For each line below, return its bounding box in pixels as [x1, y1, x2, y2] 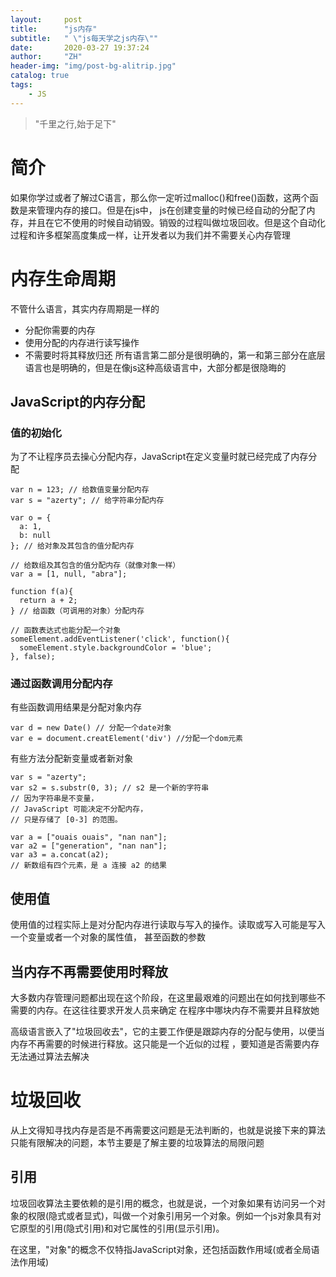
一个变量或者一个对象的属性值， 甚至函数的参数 [10, 931, 206, 943]
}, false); [10, 652, 56, 662]
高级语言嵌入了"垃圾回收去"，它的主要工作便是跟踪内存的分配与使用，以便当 [10, 1026, 326, 1038]
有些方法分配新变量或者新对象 [10, 752, 133, 765]
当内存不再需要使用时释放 [10, 963, 168, 980]
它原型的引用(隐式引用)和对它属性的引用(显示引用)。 [10, 1222, 225, 1234]
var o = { [10, 513, 52, 523]
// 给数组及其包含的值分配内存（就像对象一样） [10, 561, 181, 571]
